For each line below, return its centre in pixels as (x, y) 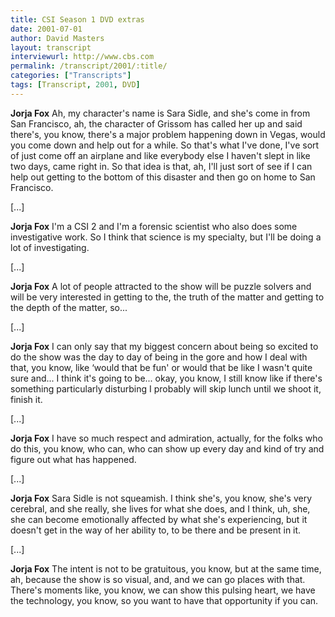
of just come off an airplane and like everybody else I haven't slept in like (160, 155)
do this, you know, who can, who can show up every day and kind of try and (167, 448)
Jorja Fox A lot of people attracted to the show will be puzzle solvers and (161, 286)
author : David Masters (57, 38)
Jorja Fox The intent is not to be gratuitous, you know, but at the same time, (166, 568)
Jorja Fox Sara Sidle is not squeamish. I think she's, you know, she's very (161, 498)
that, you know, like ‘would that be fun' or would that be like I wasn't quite (161, 367)
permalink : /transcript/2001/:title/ (89, 66)
